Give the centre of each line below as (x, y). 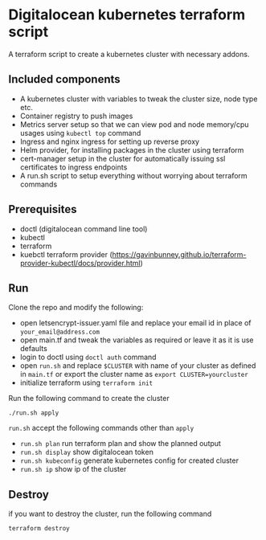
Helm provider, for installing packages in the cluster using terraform (132, 149)
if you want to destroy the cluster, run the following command (110, 514)
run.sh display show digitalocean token (87, 452)
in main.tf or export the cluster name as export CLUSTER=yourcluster (134, 374)
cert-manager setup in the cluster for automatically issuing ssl (123, 158)
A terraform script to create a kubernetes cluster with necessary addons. (129, 54)
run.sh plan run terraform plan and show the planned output (120, 444)
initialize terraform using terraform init (86, 382)
